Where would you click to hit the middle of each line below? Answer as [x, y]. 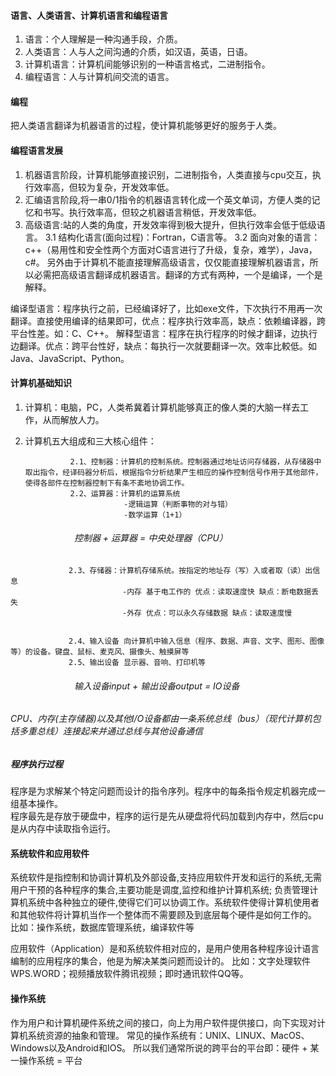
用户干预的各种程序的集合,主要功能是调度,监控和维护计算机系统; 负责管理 [160, 890]
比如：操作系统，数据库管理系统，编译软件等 [102, 927]
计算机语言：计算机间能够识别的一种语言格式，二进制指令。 [147, 64]
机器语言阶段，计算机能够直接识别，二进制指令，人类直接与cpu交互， [168, 174]
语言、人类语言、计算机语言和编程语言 [89, 15]
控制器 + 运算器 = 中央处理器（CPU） [150, 538]
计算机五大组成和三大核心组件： [90, 441]
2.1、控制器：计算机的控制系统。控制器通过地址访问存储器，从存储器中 [195, 461]
